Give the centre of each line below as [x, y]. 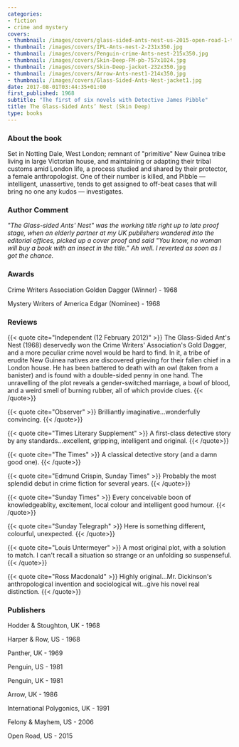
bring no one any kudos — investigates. [65, 192]
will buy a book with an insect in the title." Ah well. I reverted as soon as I [115, 248]
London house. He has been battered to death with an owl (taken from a [113, 367]
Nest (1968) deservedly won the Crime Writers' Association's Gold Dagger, [117, 345]
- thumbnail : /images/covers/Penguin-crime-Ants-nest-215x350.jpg [108, 54]
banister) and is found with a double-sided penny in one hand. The [105, 375]
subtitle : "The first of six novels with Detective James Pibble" [108, 100]
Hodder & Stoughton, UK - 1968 [54, 626]
